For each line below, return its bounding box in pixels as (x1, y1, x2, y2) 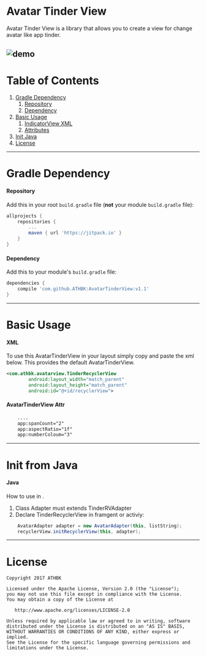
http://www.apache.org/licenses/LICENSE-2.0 (14, 608, 131, 614)
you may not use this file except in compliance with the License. (6, 591, 183, 598)
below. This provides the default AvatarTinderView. (6, 359, 135, 366)
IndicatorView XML (24, 120, 73, 127)
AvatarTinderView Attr (6, 401, 66, 409)
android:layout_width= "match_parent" (28, 376, 124, 382)
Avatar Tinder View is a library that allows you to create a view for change (6, 25, 193, 32)
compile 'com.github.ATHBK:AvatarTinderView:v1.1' (17, 285, 150, 292)
